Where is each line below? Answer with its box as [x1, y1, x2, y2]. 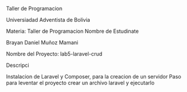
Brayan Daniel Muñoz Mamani [6, 39, 79, 46]
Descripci [6, 62, 29, 69]
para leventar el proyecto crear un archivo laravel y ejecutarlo [6, 79, 155, 86]
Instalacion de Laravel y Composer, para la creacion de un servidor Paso [6, 73, 182, 80]
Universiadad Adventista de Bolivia [6, 16, 90, 23]
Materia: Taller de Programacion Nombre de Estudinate [6, 28, 139, 35]
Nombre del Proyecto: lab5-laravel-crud [6, 50, 103, 57]
